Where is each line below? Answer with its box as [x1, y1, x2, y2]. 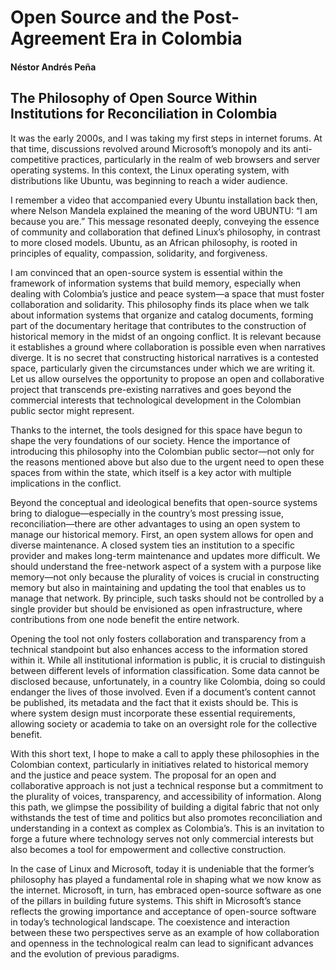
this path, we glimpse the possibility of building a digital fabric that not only [10, 801, 320, 813]
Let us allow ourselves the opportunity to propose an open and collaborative [10, 372, 325, 385]
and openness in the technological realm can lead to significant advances [10, 937, 314, 949]
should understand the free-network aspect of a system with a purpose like [10, 560, 322, 572]
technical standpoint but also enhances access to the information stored [10, 643, 308, 655]
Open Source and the [10, 6, 190, 29]
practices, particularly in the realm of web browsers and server [61, 153, 321, 165]
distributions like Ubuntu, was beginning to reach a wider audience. [10, 174, 288, 186]
